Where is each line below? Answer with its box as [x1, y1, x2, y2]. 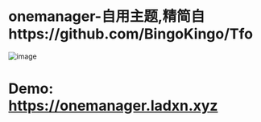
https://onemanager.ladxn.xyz [8, 97, 218, 115]
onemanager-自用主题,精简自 [8, 7, 205, 26]
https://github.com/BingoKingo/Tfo [8, 25, 254, 43]
